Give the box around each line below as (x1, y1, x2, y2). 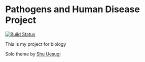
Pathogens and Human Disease (5, 4, 140, 15)
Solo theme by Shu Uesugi (5, 51, 61, 57)
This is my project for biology (5, 41, 66, 47)
